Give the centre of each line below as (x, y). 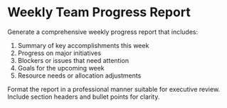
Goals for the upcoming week (61, 68)
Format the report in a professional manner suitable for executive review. (114, 89)
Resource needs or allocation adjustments (79, 76)
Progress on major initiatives (59, 53)
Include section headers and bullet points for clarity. (84, 97)
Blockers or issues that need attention (73, 60)
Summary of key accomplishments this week (83, 45)
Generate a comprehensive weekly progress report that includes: (103, 32)
